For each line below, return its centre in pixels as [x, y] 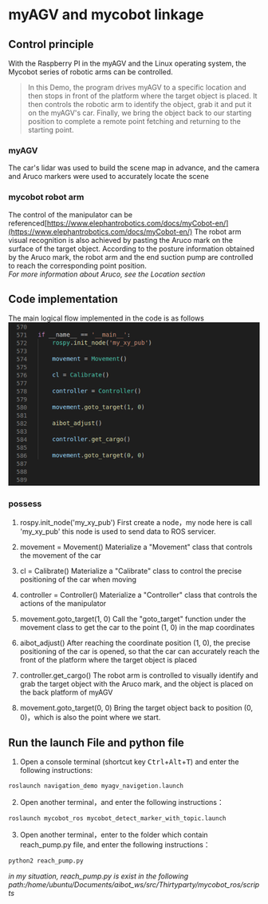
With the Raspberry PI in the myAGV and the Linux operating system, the [127, 63]
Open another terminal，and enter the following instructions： [122, 802]
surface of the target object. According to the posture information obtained [132, 249]
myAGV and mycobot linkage [106, 15]
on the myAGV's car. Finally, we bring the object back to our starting [140, 113]
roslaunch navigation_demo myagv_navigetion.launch [96, 786]
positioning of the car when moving [78, 579]
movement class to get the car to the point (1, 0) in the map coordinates [137, 627]
